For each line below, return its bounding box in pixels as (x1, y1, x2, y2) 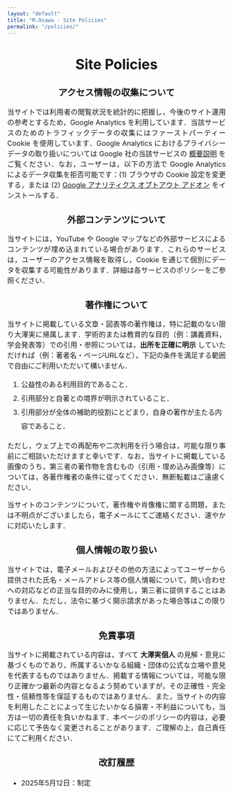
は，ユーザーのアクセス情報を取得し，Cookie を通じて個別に (7, 254, 212, 264)
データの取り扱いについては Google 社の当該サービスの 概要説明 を (7, 149, 226, 159)
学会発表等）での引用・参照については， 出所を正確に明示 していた (7, 340, 226, 350)
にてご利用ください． (7, 733, 78, 743)
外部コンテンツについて (67, 213, 166, 226)
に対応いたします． (7, 521, 70, 530)
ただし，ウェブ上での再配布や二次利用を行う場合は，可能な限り (7, 441, 219, 451)
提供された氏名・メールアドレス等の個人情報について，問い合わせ (7, 575, 226, 585)
